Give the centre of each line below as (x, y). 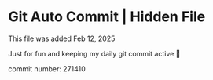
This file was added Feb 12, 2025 (62, 38)
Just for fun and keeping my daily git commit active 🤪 (94, 53)
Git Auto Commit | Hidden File (107, 17)
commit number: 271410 (47, 69)
